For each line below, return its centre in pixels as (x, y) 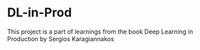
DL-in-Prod (40, 13)
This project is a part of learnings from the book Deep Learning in (100, 32)
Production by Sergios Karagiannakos (61, 38)
